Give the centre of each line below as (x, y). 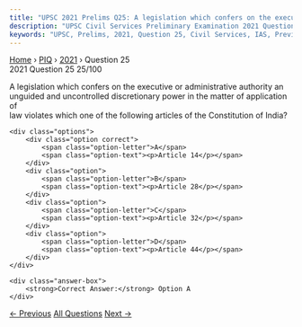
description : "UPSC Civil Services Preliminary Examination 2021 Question (152, 26)
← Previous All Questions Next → (71, 314)
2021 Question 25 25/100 (56, 69)
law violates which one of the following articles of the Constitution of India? (148, 115)
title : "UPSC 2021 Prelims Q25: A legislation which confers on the (140, 18)
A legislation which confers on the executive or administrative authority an (147, 87)
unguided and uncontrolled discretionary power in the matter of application (148, 96)
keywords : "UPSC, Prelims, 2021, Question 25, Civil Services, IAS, (140, 34)
